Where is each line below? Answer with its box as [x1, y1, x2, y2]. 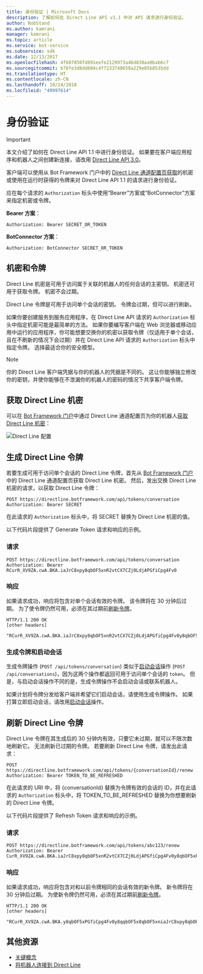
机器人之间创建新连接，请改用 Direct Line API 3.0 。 [16, 155, 144, 163]
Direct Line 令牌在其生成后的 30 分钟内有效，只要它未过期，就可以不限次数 [6, 735, 193, 742]
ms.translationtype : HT [6, 71, 66, 77]
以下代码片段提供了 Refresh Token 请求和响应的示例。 [6, 811, 141, 819]
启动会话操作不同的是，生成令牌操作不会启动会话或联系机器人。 [22, 678, 181, 685]
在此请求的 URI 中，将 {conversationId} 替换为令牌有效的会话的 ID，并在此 [6, 784, 192, 791]
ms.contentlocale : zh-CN [6, 76, 69, 82]
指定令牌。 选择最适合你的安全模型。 [6, 343, 98, 351]
